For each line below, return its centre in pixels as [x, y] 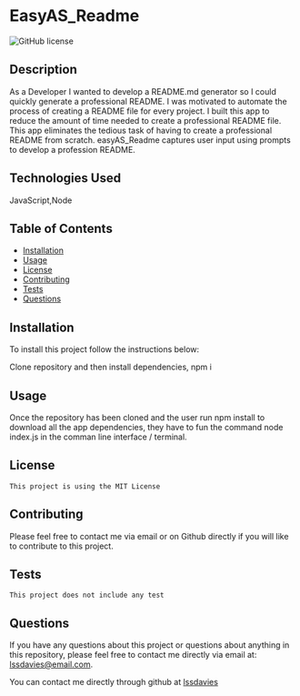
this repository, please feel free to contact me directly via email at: [133, 655]
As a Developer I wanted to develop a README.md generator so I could [143, 91]
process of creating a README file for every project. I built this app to [140, 111]
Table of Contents [61, 228]
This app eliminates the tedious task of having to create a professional [141, 130]
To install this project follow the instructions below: [105, 349]
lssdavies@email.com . [51, 664]
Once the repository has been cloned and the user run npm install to [137, 418]
